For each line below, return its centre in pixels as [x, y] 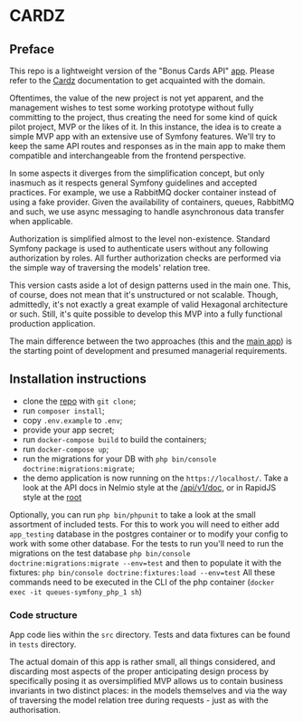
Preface [32, 49]
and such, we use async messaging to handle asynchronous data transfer [147, 212]
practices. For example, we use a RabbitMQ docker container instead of [143, 192]
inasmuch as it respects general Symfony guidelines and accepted [133, 183]
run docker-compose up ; [66, 449]
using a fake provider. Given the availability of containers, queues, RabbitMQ [152, 202]
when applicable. [42, 221]
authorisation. [35, 710]
